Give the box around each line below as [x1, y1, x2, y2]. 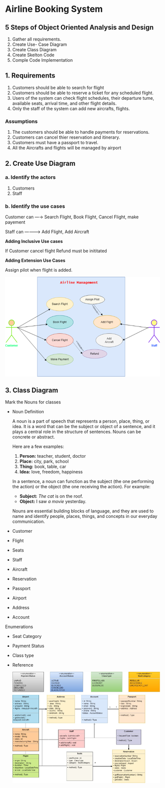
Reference [12, 662, 33, 668]
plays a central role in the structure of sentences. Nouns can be [12, 429, 141, 435]
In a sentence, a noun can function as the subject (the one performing [12, 478, 154, 484]
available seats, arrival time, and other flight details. [12, 100, 117, 106]
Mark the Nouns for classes [5, 399, 61, 405]
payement [5, 219, 26, 225]
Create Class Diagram [12, 47, 57, 52]
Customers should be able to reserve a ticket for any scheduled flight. [12, 90, 154, 96]
